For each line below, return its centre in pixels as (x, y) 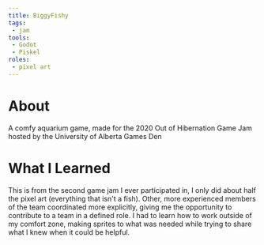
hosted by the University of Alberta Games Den (85, 136)
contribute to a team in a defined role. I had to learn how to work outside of (130, 215)
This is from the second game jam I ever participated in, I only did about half (132, 190)
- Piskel (26, 52)
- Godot (24, 45)
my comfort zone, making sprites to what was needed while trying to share (130, 224)
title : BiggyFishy (38, 15)
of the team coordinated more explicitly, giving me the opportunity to (120, 207)
